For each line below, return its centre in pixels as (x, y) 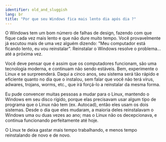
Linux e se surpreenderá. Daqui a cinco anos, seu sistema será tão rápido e (82, 74)
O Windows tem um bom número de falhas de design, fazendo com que (79, 33)
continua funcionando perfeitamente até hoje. (52, 120)
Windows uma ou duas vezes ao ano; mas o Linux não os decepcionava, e (81, 115)
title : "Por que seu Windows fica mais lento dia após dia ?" (71, 19)
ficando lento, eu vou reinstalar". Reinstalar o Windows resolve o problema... (83, 49)
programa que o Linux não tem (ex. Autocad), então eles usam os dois (77, 105)
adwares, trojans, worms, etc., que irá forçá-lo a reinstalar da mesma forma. (83, 85)
